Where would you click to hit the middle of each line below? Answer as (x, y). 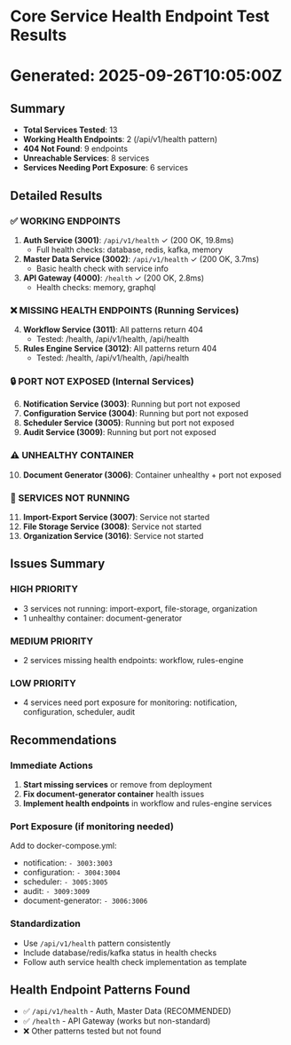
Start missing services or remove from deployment (117, 785)
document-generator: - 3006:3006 (85, 901)
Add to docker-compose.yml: (63, 846)
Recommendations (63, 740)
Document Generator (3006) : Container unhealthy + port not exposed (152, 475)
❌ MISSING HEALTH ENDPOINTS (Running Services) (125, 310)
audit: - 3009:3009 (56, 891)
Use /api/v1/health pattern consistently (97, 943)
